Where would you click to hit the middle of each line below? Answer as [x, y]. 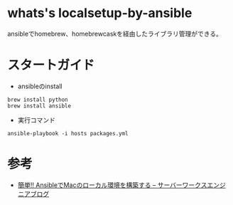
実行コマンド [36, 120]
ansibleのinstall [40, 86]
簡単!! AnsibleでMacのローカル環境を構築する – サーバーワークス [112, 185]
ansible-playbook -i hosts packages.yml [68, 133]
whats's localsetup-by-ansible [100, 13]
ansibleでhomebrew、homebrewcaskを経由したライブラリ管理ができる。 [115, 33]
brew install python [38, 100]
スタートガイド [51, 65]
